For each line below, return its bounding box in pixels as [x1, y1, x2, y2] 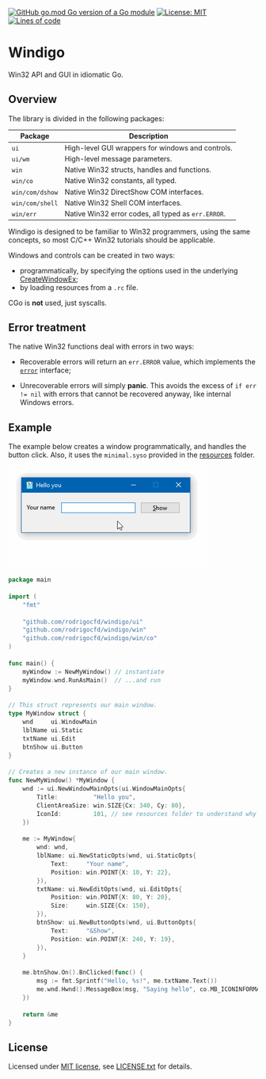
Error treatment [8, 321, 86, 334]
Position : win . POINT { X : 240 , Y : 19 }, [50, 935, 176, 943]
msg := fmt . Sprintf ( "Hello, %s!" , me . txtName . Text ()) [36, 977, 218, 986]
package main [8, 576, 51, 584]
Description [128, 132, 169, 141]
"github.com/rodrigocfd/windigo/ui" [22, 618, 144, 626]
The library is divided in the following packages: [8, 113, 165, 123]
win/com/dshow [11, 189, 59, 196]
